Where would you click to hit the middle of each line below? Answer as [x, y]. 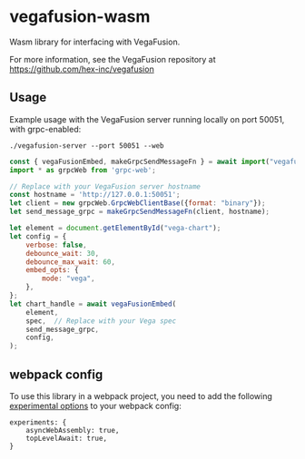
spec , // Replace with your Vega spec [101, 321]
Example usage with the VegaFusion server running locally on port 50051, [147, 119]
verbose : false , [57, 245]
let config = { [38, 236]
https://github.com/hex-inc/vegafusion [82, 69]
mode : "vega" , [69, 278]
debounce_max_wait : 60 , [71, 262]
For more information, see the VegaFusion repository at [113, 59]
